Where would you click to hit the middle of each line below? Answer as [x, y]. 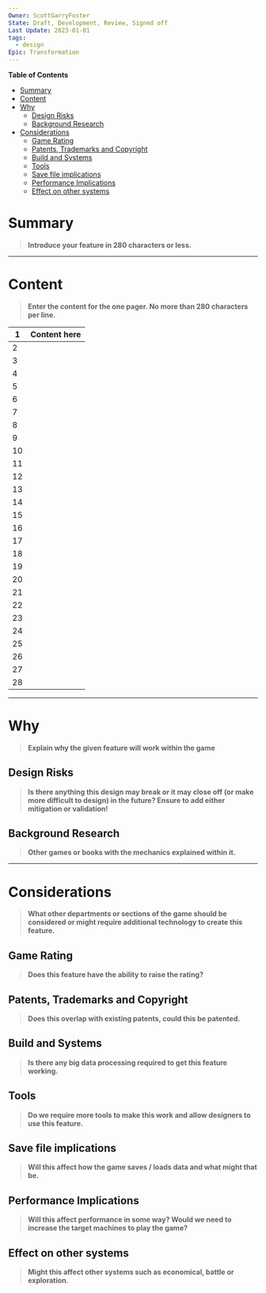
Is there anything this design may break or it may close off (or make [141, 792]
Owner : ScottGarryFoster [49, 15]
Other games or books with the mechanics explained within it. [131, 853]
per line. [42, 314]
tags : [17, 38]
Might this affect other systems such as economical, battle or [131, 1272]
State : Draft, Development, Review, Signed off [88, 23]
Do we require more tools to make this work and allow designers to [139, 1115]
